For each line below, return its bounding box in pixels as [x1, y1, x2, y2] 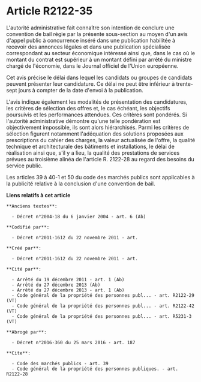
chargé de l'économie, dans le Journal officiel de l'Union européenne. [6, 62, 179, 70]
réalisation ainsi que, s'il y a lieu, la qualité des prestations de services [6, 149, 180, 157]
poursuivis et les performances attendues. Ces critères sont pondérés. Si [6, 111, 187, 118]
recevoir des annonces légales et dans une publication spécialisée [6, 43, 171, 50]
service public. [6, 162, 43, 169]
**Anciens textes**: [6, 203, 58, 209]
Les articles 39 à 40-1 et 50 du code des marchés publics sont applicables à [6, 173, 195, 181]
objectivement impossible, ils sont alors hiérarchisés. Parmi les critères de [6, 124, 190, 131]
